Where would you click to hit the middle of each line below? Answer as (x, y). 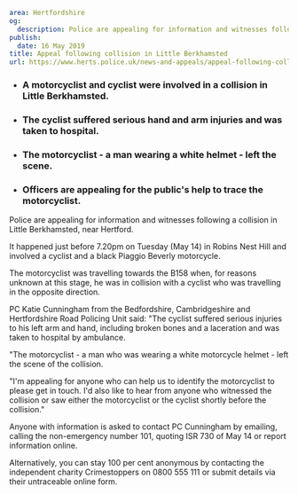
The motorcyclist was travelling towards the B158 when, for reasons (133, 273)
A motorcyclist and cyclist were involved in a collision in (145, 85)
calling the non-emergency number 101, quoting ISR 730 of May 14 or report (148, 436)
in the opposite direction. (55, 292)
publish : (25, 37)
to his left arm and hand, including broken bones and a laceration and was (145, 328)
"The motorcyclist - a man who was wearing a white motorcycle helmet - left (149, 355)
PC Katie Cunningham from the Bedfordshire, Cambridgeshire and (130, 310)
